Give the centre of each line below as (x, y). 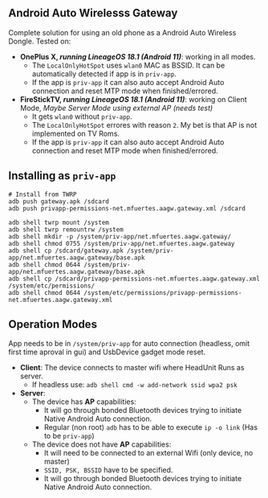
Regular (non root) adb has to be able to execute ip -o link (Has (151, 427)
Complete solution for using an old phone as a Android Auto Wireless (122, 32)
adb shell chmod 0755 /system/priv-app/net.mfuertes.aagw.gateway (122, 243)
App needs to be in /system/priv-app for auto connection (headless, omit (129, 344)
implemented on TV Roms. (76, 133)
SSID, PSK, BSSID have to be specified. (108, 470)
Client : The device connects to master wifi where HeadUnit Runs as (132, 368)
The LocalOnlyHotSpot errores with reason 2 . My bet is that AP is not (144, 124)
